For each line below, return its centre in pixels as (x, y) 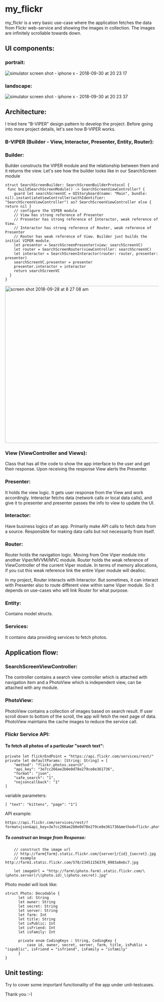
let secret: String (38, 906)
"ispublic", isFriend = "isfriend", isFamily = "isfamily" (66, 949)
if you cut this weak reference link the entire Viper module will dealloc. (76, 571)
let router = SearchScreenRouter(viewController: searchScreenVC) (83, 249)
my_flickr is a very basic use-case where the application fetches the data (79, 23)
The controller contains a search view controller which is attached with (76, 677)
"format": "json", (32, 773)
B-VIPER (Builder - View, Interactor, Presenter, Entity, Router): (80, 142)
